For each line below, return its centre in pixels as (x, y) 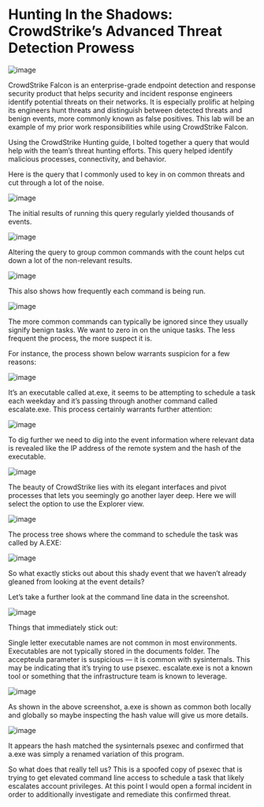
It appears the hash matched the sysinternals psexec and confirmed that (126, 746)
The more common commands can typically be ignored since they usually (128, 322)
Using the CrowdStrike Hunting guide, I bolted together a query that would (129, 142)
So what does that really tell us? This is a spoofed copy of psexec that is (125, 769)
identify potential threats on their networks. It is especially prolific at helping (131, 102)
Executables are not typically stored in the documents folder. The (114, 651)
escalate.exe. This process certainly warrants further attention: (110, 409)
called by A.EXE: (35, 542)
